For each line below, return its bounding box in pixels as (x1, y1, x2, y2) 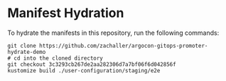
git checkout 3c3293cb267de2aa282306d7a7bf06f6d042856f (7, 60, 176, 68)
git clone (7, 42, 37, 49)
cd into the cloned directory (14, 55, 103, 62)
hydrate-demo (7, 48, 46, 55)
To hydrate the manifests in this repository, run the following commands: (7, 28, 220, 37)
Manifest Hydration (7, 5, 124, 21)
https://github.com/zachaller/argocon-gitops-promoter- (38, 42, 208, 49)
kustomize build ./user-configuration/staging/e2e (7, 67, 161, 74)
